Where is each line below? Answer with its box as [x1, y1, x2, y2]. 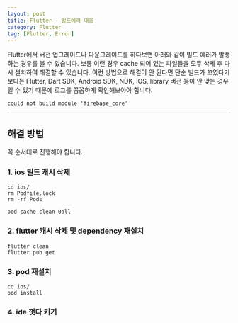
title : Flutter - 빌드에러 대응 [7, 17, 94, 24]
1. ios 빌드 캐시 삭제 [7, 167, 71, 177]
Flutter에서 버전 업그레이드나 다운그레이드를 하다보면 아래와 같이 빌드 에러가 [7, 50, 217, 59]
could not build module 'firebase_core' [7, 100, 129, 107]
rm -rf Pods [7, 196, 42, 203]
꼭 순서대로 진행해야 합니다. [7, 148, 84, 157]
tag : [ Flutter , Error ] [7, 30, 74, 38]
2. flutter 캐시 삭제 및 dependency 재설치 [7, 226, 144, 236]
